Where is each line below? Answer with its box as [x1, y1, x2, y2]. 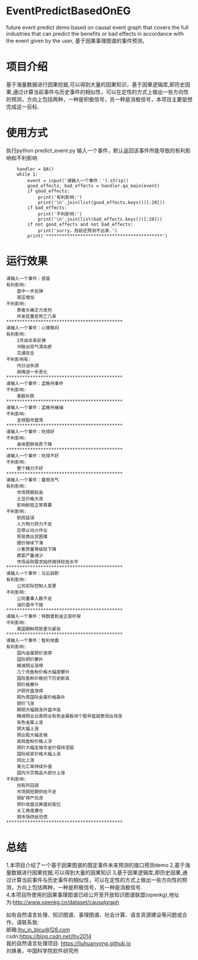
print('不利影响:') [37, 211, 83, 217]
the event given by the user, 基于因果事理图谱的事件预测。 [6, 37, 148, 44]
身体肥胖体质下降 [17, 441, 52, 447]
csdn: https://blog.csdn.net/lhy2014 [6, 933, 92, 940]
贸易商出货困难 [17, 533, 48, 539]
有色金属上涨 [17, 719, 43, 725]
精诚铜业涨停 [17, 663, 43, 669]
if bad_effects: [27, 205, 67, 211]
